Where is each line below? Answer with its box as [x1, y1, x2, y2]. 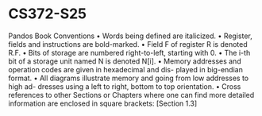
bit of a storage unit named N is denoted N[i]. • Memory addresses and [8, 56, 241, 66]
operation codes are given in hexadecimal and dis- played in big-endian [8, 64, 244, 74]
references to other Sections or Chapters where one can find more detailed [8, 90, 255, 99]
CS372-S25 [8, 5, 87, 23]
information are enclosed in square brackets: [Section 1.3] [8, 99, 198, 108]
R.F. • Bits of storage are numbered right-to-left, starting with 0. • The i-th [8, 48, 251, 57]
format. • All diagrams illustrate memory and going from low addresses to [8, 73, 249, 83]
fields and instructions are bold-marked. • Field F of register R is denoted [8, 39, 248, 48]
